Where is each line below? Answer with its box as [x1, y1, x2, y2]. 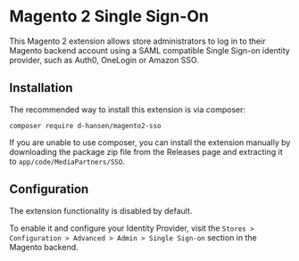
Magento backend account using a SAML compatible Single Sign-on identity [9, 45, 290, 55]
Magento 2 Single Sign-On [9, 6, 210, 27]
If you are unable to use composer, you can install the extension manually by [9, 136, 291, 148]
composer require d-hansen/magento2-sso [9, 121, 162, 130]
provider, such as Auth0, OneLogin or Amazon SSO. [9, 54, 199, 65]
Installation [9, 80, 73, 95]
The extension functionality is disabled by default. [9, 205, 193, 216]
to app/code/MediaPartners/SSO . [9, 156, 125, 167]
